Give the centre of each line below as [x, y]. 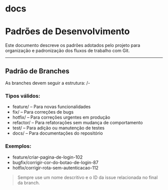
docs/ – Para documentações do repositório [58, 133]
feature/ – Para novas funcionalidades [51, 107]
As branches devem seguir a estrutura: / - [48, 83]
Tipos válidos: [23, 96]
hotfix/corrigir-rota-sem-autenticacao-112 [55, 168]
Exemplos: [18, 146]
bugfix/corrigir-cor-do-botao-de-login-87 [55, 162]
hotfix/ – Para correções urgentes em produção [61, 117]
